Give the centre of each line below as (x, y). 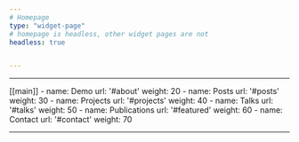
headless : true (37, 42)
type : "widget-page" (48, 26)
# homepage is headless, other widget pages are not (109, 34)
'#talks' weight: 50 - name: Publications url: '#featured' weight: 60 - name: (146, 110)
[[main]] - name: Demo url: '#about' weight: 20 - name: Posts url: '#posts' (145, 91)
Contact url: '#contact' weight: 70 (71, 120)
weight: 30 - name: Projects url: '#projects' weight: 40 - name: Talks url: (141, 101)
